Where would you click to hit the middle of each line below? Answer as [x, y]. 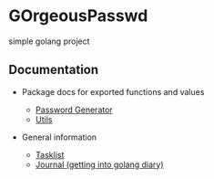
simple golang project [49, 41]
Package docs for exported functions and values [113, 91]
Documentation [54, 70]
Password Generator [74, 110]
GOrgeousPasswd [78, 16]
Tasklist [50, 154]
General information [59, 137]
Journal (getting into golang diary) [100, 164]
